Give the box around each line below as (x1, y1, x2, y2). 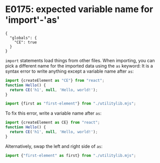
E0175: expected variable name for (5, 4, 153, 15)
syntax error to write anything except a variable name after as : (5, 68, 134, 74)
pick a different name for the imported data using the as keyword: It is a (5, 63, 153, 69)
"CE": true (14, 39, 37, 45)
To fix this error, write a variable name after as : (5, 110, 102, 117)
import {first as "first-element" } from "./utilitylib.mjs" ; (5, 101, 136, 106)
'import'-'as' (5, 14, 60, 26)
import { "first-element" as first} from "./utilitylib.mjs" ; (5, 153, 136, 158)
